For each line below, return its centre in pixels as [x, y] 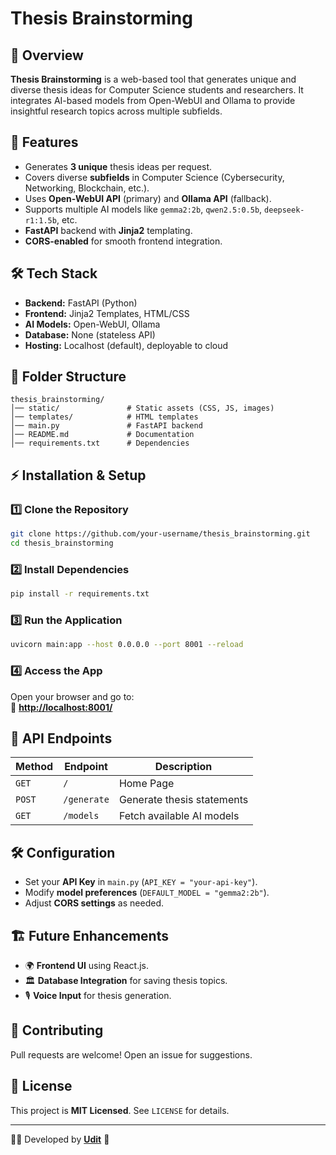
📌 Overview [47, 55]
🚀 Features [44, 142]
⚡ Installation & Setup [78, 475]
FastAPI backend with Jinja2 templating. [108, 230]
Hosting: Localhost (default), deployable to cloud [126, 345]
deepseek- [284, 210]
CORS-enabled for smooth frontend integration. [123, 241]
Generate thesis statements [183, 800]
